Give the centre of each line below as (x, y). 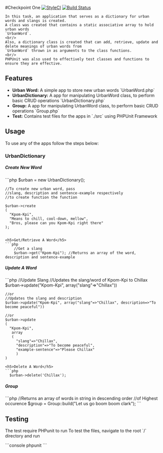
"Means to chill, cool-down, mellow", (49, 219)
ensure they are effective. (34, 63)
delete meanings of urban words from (43, 46)
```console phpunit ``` (26, 445)
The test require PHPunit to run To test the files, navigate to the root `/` (76, 431)
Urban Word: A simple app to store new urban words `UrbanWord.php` (83, 90)
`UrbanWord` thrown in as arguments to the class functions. (69, 51)
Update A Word (21, 268)
